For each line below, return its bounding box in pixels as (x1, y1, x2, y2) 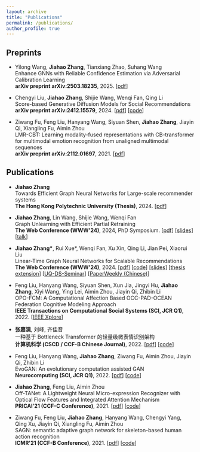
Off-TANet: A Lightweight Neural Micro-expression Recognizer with (14, 389, 181, 396)
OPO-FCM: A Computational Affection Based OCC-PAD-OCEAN (14, 294, 172, 301)
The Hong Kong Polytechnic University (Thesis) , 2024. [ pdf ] (14, 202, 167, 209)
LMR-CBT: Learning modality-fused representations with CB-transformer (14, 131, 195, 138)
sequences (14, 144, 43, 151)
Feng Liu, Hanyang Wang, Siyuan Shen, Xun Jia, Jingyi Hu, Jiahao (14, 282, 178, 289)
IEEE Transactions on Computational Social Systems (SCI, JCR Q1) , (14, 307, 184, 314)
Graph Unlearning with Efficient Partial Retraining (14, 220, 136, 227)
